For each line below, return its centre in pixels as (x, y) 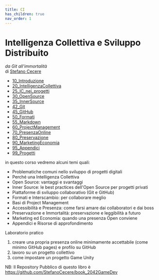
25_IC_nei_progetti (31, 91)
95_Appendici (26, 148)
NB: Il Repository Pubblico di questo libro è (48, 267)
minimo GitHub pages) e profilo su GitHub (54, 247)
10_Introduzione (28, 81)
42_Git (18, 107)
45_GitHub (23, 112)
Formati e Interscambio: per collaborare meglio (59, 198)
